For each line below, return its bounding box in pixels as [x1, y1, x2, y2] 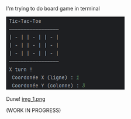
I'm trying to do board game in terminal [6, 5, 101, 12]
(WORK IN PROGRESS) [6, 107, 61, 114]
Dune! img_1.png [6, 96, 46, 102]
